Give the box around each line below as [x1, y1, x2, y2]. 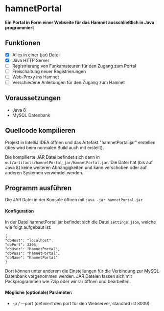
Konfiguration [5, 208, 34, 214]
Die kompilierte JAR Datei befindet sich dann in [5, 154, 100, 160]
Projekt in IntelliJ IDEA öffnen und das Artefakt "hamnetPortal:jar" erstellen [5, 139, 156, 145]
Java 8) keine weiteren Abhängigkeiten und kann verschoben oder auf [5, 165, 147, 170]
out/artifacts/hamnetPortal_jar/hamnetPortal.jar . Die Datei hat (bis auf [5, 159, 153, 165]
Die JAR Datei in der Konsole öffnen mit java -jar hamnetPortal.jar [5, 197, 143, 203]
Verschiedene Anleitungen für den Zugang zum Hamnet [12, 79, 125, 85]
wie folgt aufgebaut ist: [5, 224, 52, 230]
